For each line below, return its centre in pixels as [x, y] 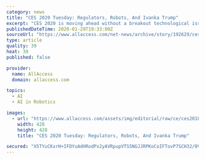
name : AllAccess [32, 74]
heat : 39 [17, 52]
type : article [24, 40]
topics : [16, 91]
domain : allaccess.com [41, 80]
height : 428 [32, 130]
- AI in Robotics [34, 102]
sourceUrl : [20, 35]
